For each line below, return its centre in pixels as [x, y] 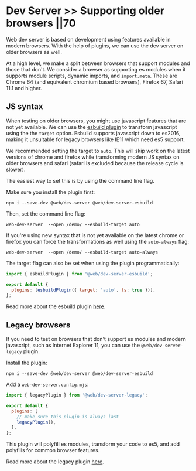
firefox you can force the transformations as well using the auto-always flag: [97, 241]
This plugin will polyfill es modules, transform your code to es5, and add [93, 444]
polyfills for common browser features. [53, 450]
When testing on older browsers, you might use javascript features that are [96, 121]
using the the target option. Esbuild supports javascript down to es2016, [93, 133]
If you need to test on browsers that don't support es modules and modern [96, 339]
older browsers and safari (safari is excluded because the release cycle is [95, 163]
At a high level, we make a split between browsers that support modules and [98, 63]
